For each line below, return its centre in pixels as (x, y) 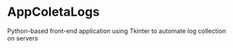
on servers (23, 38)
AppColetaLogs (53, 12)
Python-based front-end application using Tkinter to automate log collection (117, 31)
